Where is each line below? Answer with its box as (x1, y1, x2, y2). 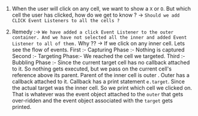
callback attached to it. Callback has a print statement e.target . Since (11, 78, 185, 85)
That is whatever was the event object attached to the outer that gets (11, 91, 184, 97)
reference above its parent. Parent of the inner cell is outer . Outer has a (11, 72, 190, 78)
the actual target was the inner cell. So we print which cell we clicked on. (11, 84, 193, 91)
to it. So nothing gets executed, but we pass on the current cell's (11, 65, 172, 72)
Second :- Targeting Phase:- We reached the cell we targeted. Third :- (11, 53, 185, 59)
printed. (11, 103, 32, 110)
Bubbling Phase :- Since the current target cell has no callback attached (11, 59, 190, 66)
